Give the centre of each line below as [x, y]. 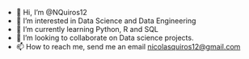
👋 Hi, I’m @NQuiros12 [51, 12]
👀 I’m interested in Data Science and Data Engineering [106, 21]
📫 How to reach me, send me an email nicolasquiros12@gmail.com [128, 47]
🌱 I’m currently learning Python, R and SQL [87, 29]
